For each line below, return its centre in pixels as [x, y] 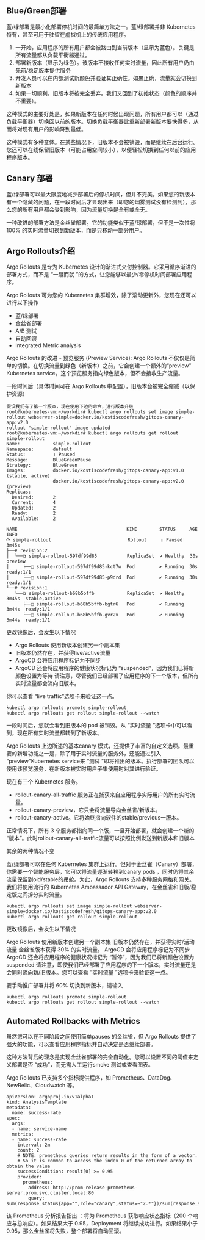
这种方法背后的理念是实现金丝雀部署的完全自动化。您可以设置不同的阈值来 [100, 1057]
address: [39, 1188]
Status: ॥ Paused [41, 455]
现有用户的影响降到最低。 [54, 129]
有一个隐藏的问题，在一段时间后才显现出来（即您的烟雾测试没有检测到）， [99, 202]
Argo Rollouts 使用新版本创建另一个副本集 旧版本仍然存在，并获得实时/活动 [101, 942]
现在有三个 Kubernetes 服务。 [44, 782]
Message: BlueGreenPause [49, 460]
